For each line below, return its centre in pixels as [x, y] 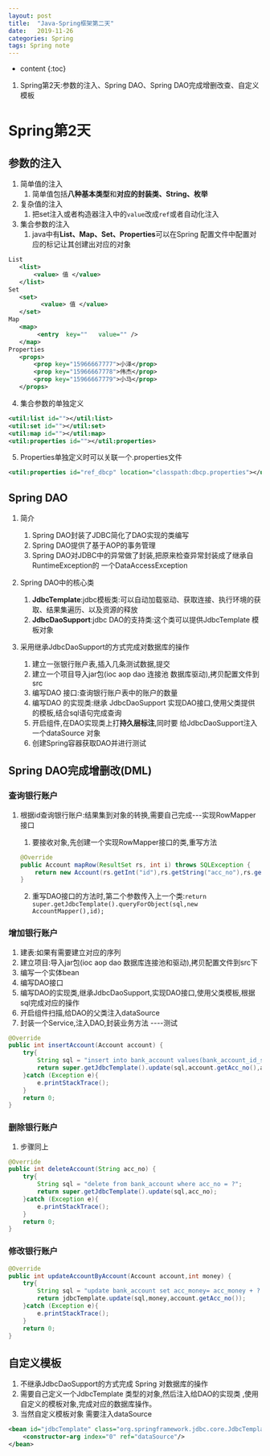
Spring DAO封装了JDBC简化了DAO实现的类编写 [110, 536]
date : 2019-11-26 [41, 31]
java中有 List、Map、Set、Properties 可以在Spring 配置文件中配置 [141, 234]
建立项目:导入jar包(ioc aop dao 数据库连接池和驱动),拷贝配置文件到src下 [139, 962]
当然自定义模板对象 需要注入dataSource [86, 1414]
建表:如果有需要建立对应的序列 [70, 952]
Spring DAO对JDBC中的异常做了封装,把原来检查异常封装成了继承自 [143, 556]
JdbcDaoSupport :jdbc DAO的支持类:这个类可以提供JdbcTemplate [141, 620]
